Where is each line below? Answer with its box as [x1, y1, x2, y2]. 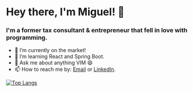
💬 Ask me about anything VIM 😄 [14, 59, 93, 66]
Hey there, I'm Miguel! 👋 [6, 5, 125, 19]
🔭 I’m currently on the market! [14, 47, 86, 54]
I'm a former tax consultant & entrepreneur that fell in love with [6, 26, 188, 35]
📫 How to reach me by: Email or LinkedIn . [14, 66, 116, 73]
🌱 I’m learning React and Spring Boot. [14, 53, 105, 60]
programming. [6, 33, 48, 42]
